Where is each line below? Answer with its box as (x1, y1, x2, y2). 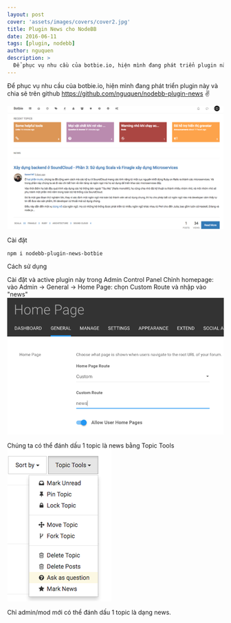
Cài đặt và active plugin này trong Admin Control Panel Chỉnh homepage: (7, 275, 214, 283)
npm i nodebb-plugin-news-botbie (7, 250, 103, 257)
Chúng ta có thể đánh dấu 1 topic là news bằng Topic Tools (7, 441, 175, 450)
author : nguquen (7, 47, 54, 54)
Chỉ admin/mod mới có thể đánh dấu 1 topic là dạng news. (7, 609, 172, 617)
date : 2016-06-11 (7, 33, 57, 40)
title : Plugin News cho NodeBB (7, 25, 97, 32)
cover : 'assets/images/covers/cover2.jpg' (7, 18, 131, 25)
